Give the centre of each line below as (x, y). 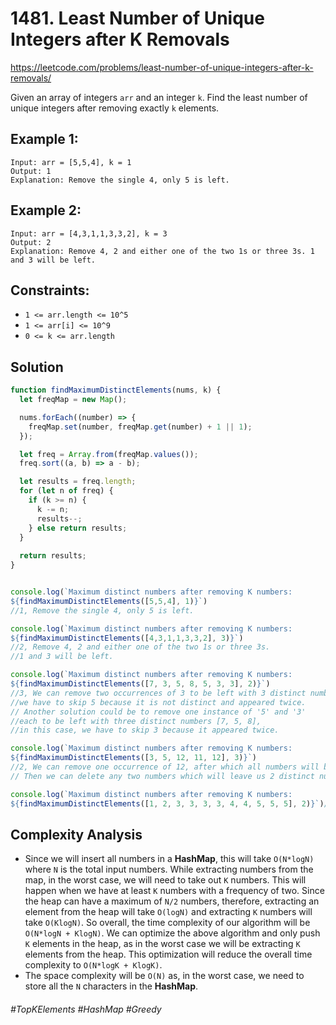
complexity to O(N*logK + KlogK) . (93, 965)
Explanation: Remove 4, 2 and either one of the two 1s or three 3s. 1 (162, 251)
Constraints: (50, 290)
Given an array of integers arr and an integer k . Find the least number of (159, 97)
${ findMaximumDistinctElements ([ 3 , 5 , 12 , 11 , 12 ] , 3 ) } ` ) (134, 758)
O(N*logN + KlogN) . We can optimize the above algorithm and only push (172, 933)
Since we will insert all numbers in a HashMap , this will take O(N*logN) (169, 859)
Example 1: (44, 139)
